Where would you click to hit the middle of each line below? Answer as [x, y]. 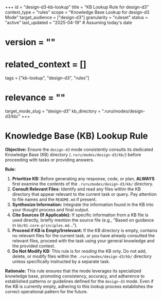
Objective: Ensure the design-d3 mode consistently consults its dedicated [79, 149]
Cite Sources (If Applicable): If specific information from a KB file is [80, 215]
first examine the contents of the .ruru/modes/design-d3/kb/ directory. [83, 184]
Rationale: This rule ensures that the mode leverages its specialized [73, 271]
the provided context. [34, 246]
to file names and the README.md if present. [54, 199]
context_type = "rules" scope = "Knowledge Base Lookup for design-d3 [77, 12]
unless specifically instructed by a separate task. [61, 262]
